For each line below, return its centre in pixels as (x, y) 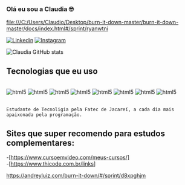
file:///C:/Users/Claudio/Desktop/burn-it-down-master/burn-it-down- (92, 22)
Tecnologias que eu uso (52, 71)
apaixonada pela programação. (44, 115)
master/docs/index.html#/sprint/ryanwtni (57, 28)
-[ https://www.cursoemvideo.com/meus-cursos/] (68, 157)
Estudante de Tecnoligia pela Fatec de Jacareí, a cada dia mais (90, 110)
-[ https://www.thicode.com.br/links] (51, 164)
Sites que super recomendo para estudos (86, 133)
